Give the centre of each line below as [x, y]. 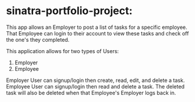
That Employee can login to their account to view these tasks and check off [97, 33]
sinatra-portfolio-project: [69, 11]
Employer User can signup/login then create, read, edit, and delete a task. [95, 80]
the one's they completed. [38, 40]
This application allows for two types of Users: [62, 51]
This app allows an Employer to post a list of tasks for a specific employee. [97, 27]
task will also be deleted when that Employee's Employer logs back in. [91, 93]
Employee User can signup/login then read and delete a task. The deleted [95, 86]
